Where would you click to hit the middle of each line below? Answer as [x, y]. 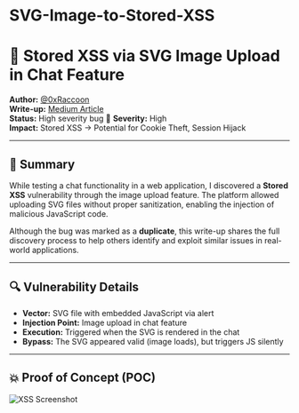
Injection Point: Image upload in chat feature [105, 322]
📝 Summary [42, 164]
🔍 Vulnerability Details [74, 287]
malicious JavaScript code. [59, 213]
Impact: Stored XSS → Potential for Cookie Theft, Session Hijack [128, 128]
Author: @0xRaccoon [49, 99]
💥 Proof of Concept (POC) [82, 378]
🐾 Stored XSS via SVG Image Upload [145, 56]
